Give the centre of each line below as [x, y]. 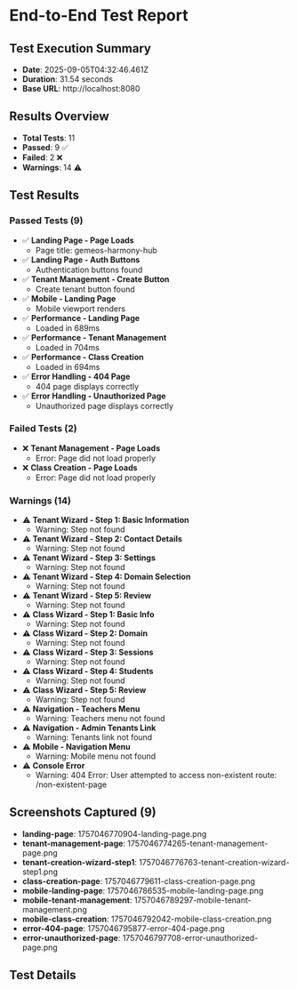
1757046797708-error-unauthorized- [190, 937]
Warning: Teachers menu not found [100, 719]
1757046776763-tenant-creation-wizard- [214, 862]
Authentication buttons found [89, 269]
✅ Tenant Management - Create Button [96, 279]
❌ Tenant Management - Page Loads [91, 448]
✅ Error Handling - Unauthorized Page [94, 396]
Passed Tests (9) [46, 221]
